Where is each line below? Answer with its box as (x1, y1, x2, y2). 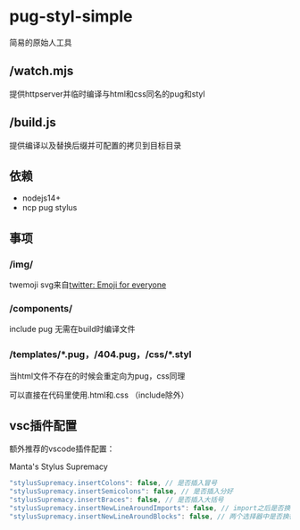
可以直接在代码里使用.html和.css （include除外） (9, 389, 189, 400)
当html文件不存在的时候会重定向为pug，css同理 (9, 370, 186, 381)
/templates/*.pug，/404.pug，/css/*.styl (9, 348, 192, 361)
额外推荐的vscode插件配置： (9, 443, 115, 454)
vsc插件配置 (9, 418, 78, 433)
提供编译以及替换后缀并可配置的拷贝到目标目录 (9, 140, 181, 150)
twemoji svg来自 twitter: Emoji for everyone (9, 279, 167, 290)
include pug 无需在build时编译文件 (9, 324, 136, 335)
